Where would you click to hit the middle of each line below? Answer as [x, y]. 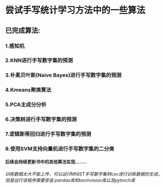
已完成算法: [23, 30]
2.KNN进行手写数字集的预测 [39, 61]
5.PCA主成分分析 [26, 105]
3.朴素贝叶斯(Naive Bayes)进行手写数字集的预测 [63, 75]
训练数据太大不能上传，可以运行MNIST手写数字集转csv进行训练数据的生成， [84, 174]
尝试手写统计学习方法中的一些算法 [75, 10]
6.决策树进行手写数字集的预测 [41, 119]
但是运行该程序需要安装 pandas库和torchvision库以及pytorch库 [70, 180]
